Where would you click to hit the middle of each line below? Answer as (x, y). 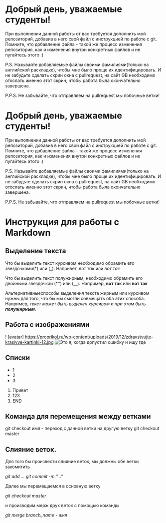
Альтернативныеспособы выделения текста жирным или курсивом (77, 293)
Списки (18, 358)
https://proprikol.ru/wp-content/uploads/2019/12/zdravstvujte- (89, 337)
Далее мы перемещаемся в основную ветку (53, 486)
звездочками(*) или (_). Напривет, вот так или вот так (63, 268)
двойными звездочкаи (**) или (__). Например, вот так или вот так (77, 283)
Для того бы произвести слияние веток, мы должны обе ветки (72, 462)
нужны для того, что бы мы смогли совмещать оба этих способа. (75, 298)
